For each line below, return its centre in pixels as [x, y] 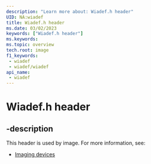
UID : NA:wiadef [25, 17]
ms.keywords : [22, 39]
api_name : [18, 72]
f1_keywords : [22, 56]
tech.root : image [28, 50]
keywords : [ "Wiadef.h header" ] [45, 34]
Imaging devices [35, 155]
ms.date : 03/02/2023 [32, 28]
